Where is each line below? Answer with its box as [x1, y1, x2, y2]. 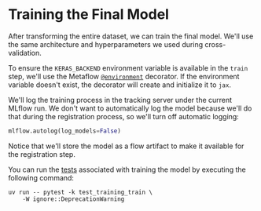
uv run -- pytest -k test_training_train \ [8, 188, 153, 196]
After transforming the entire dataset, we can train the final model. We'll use [8, 31, 254, 41]
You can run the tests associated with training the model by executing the [8, 165, 246, 174]
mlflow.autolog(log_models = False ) [8, 127, 122, 135]
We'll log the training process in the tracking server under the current [8, 95, 233, 104]
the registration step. [8, 149, 76, 158]
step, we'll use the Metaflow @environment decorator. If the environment [8, 71, 240, 81]
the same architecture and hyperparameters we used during [8, 39, 204, 49]
